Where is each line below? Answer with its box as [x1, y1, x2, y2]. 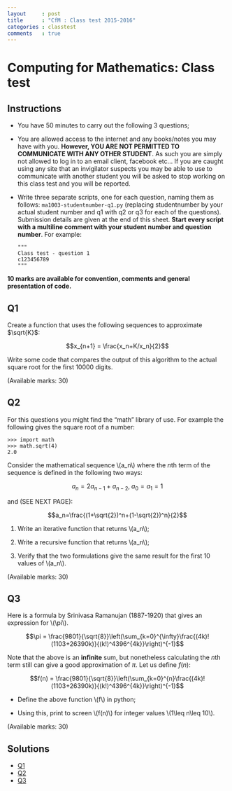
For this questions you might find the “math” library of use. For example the [7, 415, 224, 424]
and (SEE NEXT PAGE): [7, 497, 73, 505]
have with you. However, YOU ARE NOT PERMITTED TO [17, 142, 180, 151]
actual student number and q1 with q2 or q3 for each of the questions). [17, 208, 222, 216]
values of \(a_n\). [17, 558, 66, 568]
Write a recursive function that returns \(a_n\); [17, 537, 150, 546]
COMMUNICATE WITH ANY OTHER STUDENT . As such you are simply [17, 150, 222, 158]
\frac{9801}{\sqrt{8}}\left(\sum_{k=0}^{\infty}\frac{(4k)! [48, 632, 210, 641]
